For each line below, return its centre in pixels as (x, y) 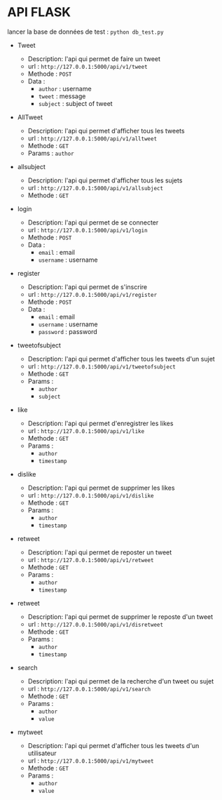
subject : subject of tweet (76, 103)
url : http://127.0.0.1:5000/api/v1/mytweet (91, 760)
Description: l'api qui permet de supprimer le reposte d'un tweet (120, 616)
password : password (68, 331)
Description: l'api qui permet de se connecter (93, 222)
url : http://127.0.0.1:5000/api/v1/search (89, 688)
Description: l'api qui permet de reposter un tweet (100, 552)
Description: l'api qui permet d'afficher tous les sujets (105, 180)
